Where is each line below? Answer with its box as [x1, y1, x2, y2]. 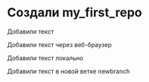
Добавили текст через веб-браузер [7, 40, 112, 49]
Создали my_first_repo [7, 5, 142, 20]
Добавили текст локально [7, 53, 84, 62]
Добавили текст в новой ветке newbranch [7, 67, 130, 75]
